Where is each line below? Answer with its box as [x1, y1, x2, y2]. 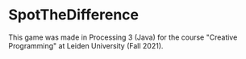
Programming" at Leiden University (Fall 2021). [8, 40, 164, 50]
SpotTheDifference [8, 6, 140, 24]
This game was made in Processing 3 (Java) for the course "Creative [8, 32, 238, 42]
